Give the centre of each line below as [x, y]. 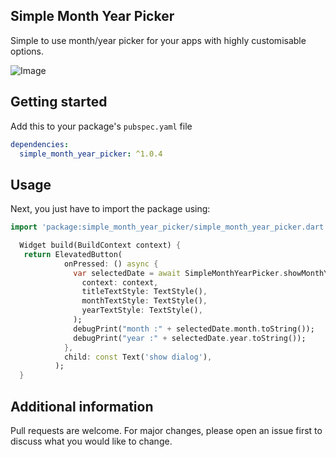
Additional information [82, 406]
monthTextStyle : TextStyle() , [144, 301]
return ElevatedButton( [73, 254]
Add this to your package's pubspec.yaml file [101, 126]
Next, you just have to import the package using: [110, 209]
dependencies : [40, 144]
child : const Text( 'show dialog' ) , [138, 357]
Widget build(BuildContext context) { [100, 245]
